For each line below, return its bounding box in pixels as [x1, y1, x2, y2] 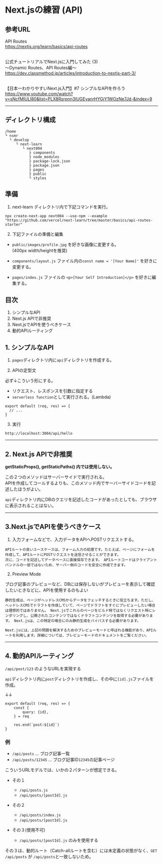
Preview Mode [12, 571, 41, 577]
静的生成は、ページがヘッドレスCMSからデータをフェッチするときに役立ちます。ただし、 [5, 598, 156, 603]
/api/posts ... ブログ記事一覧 [12, 750, 70, 756]
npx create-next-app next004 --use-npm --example [5, 213, 108, 218]
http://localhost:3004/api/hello [5, 431, 73, 436]
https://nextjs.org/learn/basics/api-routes [5, 44, 88, 49]
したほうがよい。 [9, 486, 44, 492]
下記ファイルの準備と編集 [12, 231, 64, 237]
